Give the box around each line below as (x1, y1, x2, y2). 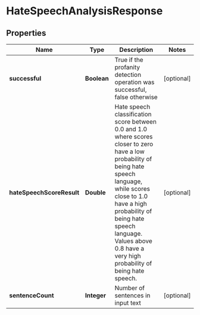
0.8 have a (114, 245, 145, 252)
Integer (85, 291, 106, 299)
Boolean (85, 75, 109, 82)
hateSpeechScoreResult (9, 189, 80, 196)
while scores (114, 185, 151, 193)
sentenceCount (9, 291, 55, 299)
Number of (114, 284, 145, 292)
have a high (114, 200, 147, 208)
